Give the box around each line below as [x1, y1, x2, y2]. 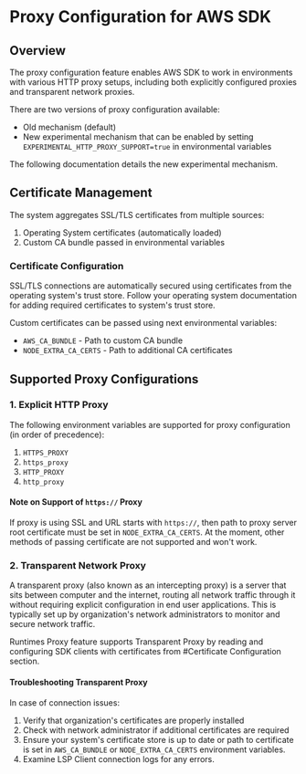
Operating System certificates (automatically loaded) [22, 226, 222, 238]
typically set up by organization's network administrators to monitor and [9, 609, 280, 620]
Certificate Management [9, 185, 153, 201]
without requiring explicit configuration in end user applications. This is [9, 600, 277, 611]
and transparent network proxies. [9, 87, 135, 97]
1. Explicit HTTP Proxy [9, 399, 109, 412]
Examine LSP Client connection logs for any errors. [22, 753, 215, 764]
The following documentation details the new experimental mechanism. [9, 159, 279, 170]
